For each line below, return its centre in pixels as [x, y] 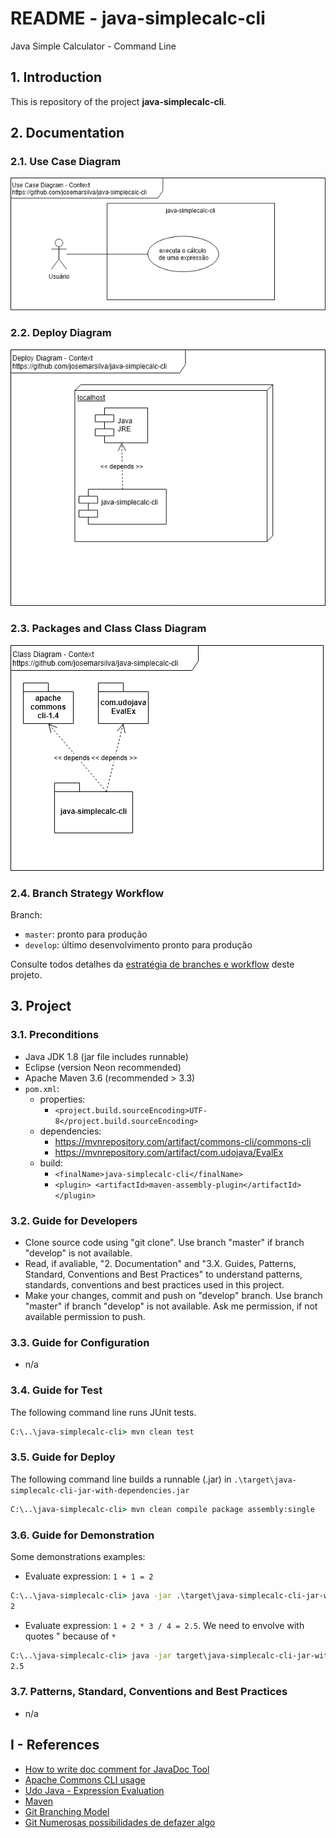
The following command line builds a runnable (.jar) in [121, 1479]
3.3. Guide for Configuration [80, 1342]
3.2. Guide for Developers [74, 1220]
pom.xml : [42, 1088]
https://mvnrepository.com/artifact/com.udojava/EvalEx [169, 1152]
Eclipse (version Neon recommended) [103, 1067]
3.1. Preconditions [55, 1035]
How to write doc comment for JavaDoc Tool [117, 1769]
